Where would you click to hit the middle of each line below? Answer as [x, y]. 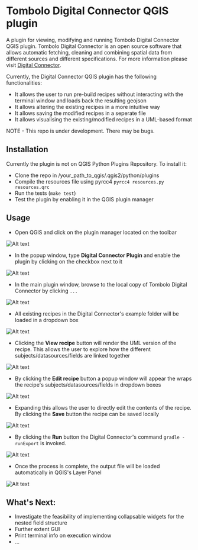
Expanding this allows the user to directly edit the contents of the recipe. [103, 407]
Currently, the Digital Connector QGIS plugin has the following [81, 76]
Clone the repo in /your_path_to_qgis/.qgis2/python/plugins [87, 175]
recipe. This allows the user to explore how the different [82, 349]
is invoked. [53, 443]
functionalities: [24, 83]
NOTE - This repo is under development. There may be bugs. [80, 131]
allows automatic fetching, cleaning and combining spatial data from [89, 52]
